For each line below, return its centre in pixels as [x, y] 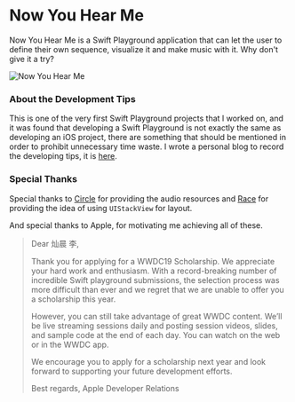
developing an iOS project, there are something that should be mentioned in [148, 138]
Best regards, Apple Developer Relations [105, 388]
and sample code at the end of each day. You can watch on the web [155, 335]
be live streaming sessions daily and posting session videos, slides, [154, 326]
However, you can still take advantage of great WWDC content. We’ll [156, 316]
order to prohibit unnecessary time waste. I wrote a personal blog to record [147, 146]
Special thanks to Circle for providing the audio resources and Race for [139, 198]
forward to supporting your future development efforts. [132, 371]
